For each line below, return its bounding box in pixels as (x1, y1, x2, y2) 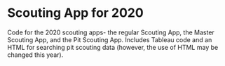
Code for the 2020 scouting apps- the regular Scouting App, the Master (7, 28, 215, 37)
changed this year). (7, 51, 64, 59)
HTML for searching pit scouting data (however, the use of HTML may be (7, 43, 219, 51)
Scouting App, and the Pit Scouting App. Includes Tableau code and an (7, 35, 212, 44)
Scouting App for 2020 (7, 5, 144, 21)
